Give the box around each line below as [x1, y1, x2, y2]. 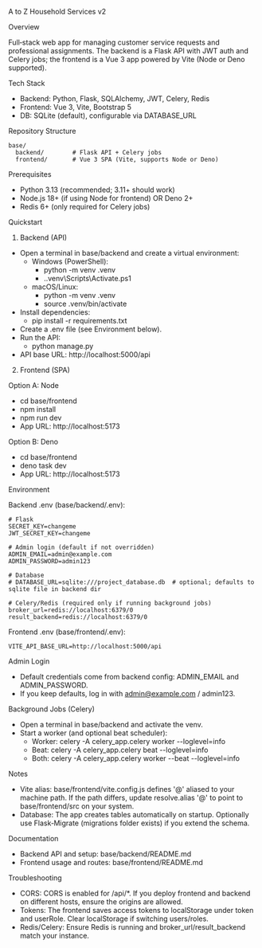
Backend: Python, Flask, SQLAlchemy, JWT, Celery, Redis [19, 94, 209, 103]
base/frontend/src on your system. [19, 801, 135, 811]
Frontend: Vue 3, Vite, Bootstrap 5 [19, 103, 132, 112]
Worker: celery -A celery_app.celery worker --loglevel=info [31, 737, 225, 746]
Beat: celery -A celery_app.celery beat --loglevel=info [31, 745, 209, 754]
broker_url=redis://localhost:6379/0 [8, 606, 134, 614]
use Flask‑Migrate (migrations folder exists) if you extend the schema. [19, 818, 250, 828]
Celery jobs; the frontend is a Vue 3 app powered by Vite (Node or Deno [8, 55, 245, 64]
